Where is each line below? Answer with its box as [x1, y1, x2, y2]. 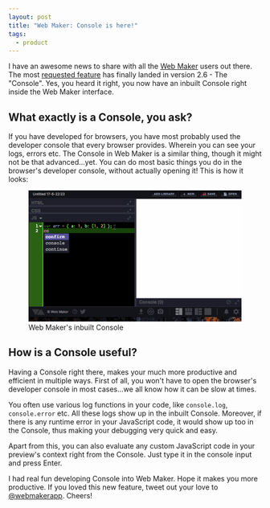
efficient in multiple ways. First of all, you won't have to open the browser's [8, 375, 257, 385]
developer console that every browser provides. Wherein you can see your [8, 141, 256, 150]
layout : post [8, 13, 52, 21]
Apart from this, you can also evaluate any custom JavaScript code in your [8, 440, 256, 450]
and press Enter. [8, 458, 63, 468]
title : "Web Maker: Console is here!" [8, 21, 138, 30]
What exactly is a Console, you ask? [8, 110, 193, 124]
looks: [8, 174, 29, 184]
